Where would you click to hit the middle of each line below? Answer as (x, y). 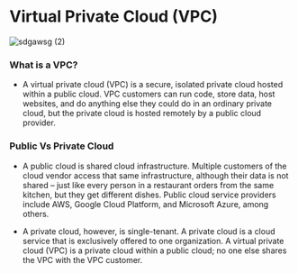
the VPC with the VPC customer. (82, 259)
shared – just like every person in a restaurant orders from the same (148, 185)
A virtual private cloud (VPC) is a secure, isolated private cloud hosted (153, 85)
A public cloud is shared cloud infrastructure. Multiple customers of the (154, 166)
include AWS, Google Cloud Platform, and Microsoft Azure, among (145, 204)
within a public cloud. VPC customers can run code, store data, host (149, 94)
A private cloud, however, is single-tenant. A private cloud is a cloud (149, 231)
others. (36, 214)
